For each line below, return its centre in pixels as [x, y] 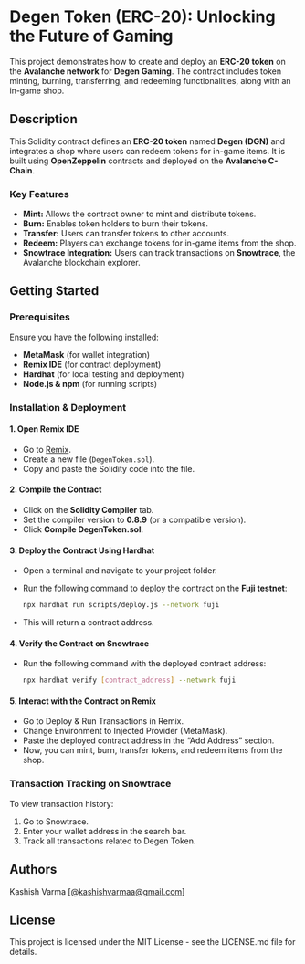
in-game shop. [37, 90]
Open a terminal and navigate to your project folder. [120, 571]
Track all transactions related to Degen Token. [109, 841]
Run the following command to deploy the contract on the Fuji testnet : [155, 588]
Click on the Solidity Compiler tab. [88, 510]
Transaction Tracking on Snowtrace [90, 784]
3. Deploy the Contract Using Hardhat [82, 550]
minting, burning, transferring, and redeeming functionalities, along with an [150, 80]
